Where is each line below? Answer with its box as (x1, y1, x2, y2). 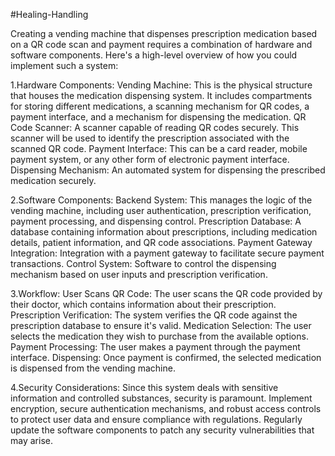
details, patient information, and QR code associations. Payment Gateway (10, 237, 313, 248)
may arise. (10, 435, 53, 446)
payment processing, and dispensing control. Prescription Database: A (10, 215, 302, 227)
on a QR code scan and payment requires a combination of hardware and (10, 39, 313, 50)
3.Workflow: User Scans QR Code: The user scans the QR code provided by (10, 288, 323, 299)
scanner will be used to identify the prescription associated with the (10, 132, 290, 144)
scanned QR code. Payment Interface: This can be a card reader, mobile (10, 143, 308, 154)
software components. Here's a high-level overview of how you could (10, 49, 298, 61)
